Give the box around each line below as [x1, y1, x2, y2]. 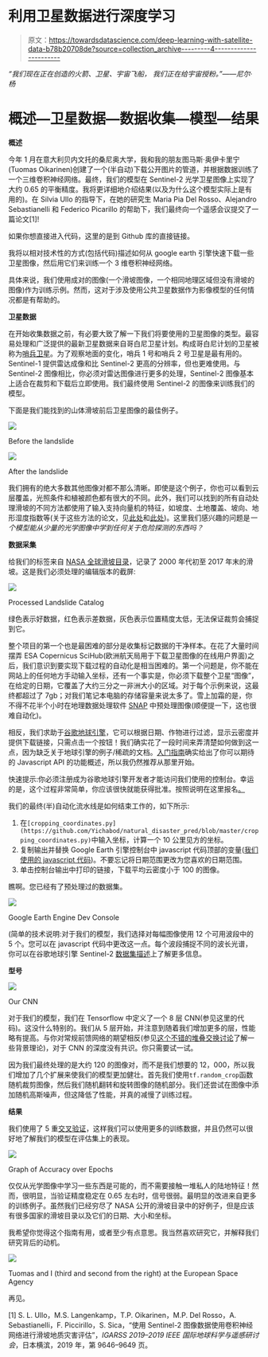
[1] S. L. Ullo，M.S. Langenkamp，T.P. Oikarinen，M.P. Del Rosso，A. [8, 1310, 237, 1320]
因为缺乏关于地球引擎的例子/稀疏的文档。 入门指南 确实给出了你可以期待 [21, 747, 255, 757]
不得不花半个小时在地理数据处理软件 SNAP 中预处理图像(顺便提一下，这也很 [8, 700, 257, 710]
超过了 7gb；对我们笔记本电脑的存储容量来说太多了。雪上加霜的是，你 [21, 690, 253, 700]
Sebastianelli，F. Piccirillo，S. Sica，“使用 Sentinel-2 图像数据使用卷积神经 [8, 1320, 254, 1330]
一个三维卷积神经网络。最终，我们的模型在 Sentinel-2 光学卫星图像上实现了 [8, 174, 255, 184]
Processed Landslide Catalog [8, 597, 105, 607]
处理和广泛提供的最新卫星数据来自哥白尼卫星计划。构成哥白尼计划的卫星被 [14, 338, 259, 348]
